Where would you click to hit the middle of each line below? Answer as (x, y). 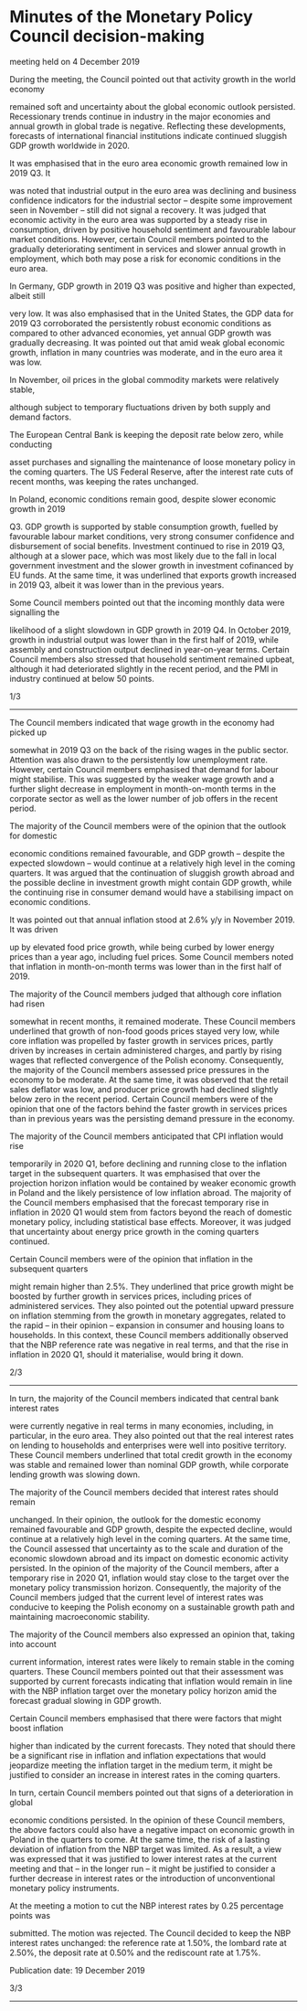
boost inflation (37, 1728)
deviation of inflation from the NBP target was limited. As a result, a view (145, 1849)
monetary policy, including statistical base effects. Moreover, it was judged (150, 1221)
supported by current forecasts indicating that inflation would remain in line (151, 1681)
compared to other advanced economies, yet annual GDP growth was (141, 333)
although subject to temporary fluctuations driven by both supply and (140, 407)
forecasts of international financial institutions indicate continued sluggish (148, 135)
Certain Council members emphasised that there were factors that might (146, 1718)
